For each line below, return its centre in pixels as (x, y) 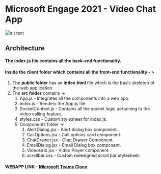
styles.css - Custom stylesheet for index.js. (63, 119)
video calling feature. (41, 114)
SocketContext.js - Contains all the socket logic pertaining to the (85, 109)
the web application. (33, 88)
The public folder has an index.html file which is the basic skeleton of (83, 83)
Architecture (25, 48)
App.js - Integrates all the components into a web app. (74, 98)
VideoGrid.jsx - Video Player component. (68, 151)
